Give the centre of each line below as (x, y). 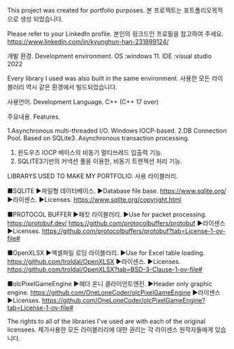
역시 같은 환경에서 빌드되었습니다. (71, 87)
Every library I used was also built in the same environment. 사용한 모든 (109, 78)
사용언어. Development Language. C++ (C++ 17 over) (83, 102)
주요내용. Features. (34, 117)
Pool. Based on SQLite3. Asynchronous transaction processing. (98, 138)
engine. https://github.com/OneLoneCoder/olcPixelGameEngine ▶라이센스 (114, 292)
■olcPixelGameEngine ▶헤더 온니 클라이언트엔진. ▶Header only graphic (110, 284)
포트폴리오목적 (203, 10)
